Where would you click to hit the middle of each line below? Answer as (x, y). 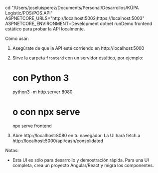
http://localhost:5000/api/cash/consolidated (58, 141)
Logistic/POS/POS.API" (29, 13)
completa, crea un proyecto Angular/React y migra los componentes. (83, 165)
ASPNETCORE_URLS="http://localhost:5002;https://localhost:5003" (75, 18)
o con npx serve (46, 112)
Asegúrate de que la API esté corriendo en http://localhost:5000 (78, 48)
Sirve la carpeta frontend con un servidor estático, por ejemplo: (78, 58)
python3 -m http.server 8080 (42, 92)
